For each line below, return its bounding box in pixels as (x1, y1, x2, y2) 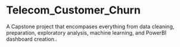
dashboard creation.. (6, 35, 58, 42)
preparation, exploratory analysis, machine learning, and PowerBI (6, 29, 167, 36)
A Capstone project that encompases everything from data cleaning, (6, 23, 175, 30)
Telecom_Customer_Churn (6, 4, 141, 17)
